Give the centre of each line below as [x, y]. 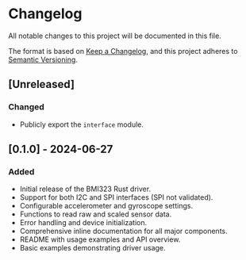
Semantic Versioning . [43, 59]
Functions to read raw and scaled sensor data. [96, 214]
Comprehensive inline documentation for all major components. [123, 231]
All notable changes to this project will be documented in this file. [115, 36]
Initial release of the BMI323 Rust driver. [85, 189]
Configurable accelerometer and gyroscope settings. [106, 206]
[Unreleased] [42, 84]
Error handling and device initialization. [83, 223]
